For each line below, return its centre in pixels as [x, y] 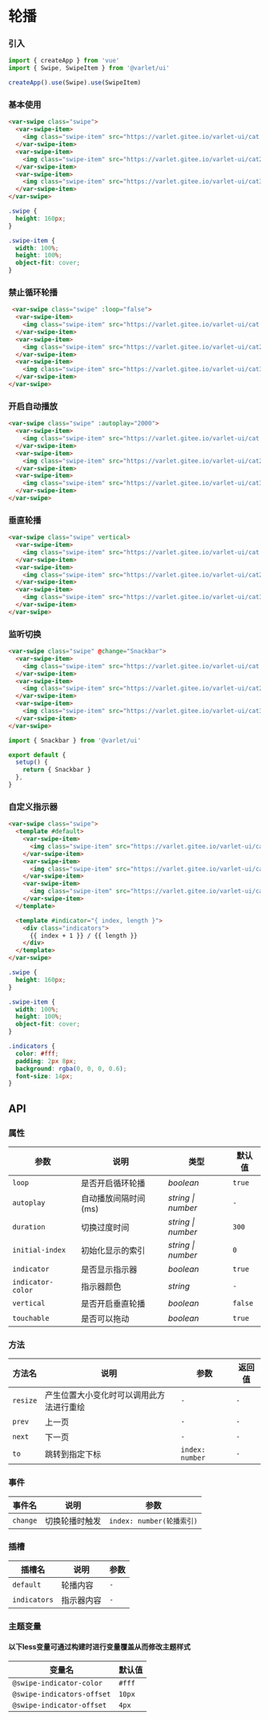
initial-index [39, 1250]
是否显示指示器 [109, 1270]
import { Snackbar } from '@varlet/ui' [75, 740]
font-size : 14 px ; [44, 1076]
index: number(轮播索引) [154, 1521]
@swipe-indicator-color [58, 1683]
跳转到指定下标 [73, 1454]
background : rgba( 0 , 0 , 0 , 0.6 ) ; [71, 1069]
